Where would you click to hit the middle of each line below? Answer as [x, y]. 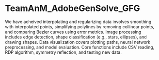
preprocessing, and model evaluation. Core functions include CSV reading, [80, 47]
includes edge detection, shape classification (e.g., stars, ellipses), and [76, 37]
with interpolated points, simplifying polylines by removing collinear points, [80, 26]
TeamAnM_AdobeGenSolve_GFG [73, 8]
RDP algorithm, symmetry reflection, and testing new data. [64, 52]
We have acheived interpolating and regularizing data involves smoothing [78, 22]
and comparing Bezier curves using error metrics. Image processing [73, 32]
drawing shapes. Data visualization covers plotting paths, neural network [78, 42]
